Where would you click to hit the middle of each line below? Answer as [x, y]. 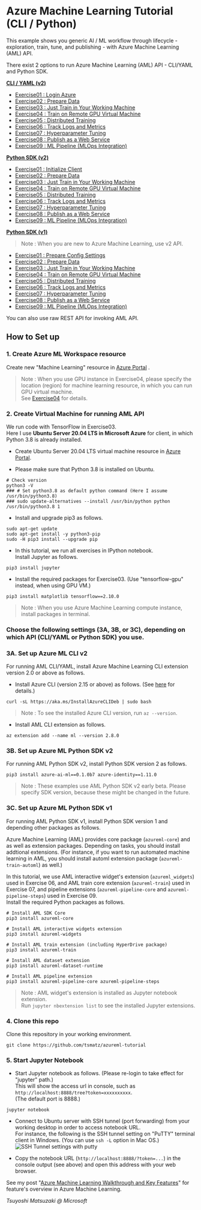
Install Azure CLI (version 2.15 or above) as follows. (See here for [95, 685]
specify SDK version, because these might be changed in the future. [105, 792]
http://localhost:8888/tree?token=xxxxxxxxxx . [73, 1093]
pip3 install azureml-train [41, 950]
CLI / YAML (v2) [26, 83]
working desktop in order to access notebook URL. [78, 1128]
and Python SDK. [27, 71]
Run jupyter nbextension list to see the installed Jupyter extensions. [108, 1005]
